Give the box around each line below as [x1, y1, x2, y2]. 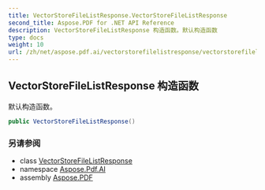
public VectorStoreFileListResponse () [8, 117, 136, 125]
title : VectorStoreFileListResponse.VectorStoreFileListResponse [8, 11, 227, 20]
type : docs [8, 33, 44, 42]
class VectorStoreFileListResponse [19, 155, 132, 166]
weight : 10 [8, 41, 44, 49]
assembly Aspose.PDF [19, 173, 93, 182]
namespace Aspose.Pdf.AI [19, 164, 106, 173]
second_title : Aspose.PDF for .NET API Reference [8, 19, 175, 27]
